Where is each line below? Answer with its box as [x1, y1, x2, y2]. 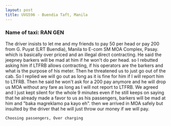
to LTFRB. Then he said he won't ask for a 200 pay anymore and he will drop [5, 79, 166, 85]
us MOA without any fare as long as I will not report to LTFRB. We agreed [5, 84, 158, 90]
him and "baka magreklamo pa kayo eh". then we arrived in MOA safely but [5, 100, 163, 106]
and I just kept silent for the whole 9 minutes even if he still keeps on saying [5, 89, 164, 95]
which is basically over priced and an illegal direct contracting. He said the [5, 52, 162, 58]
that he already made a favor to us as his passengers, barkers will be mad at [5, 95, 166, 101]
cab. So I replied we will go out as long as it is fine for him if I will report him [5, 73, 164, 79]
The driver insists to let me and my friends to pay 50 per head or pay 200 [5, 40, 160, 46]
